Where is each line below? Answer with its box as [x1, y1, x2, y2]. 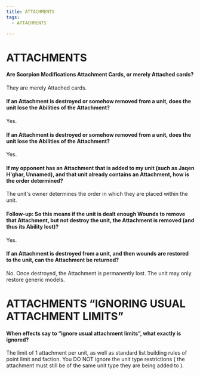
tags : [6, 14, 20, 20]
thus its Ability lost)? [6, 223, 59, 230]
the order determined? [6, 177, 64, 184]
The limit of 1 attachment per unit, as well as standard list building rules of [6, 349, 187, 356]
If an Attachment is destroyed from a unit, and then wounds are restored [6, 250, 189, 257]
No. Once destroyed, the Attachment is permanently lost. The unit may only [6, 269, 192, 276]
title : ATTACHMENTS [6, 8, 55, 15]
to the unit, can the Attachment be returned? [6, 256, 119, 263]
